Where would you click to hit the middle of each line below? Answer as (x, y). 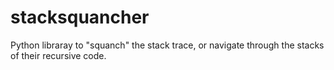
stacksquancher (80, 17)
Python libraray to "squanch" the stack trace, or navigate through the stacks (167, 45)
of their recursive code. (58, 55)
